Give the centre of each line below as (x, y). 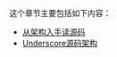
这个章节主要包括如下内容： (60, 13)
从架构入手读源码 (54, 32)
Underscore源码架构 (60, 43)
